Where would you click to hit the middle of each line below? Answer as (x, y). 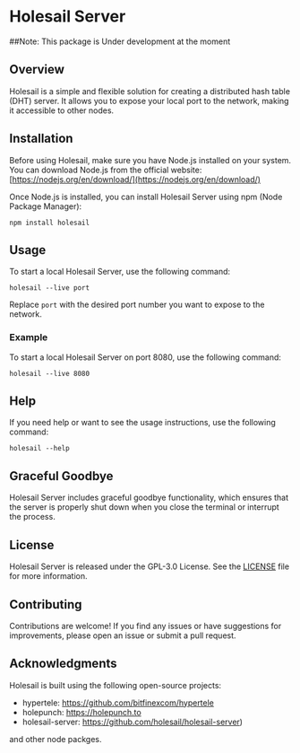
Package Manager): (46, 206)
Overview (37, 70)
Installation (41, 139)
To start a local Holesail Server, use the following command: (120, 272)
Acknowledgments (64, 664)
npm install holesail (50, 223)
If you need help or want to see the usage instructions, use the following (142, 423)
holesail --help (39, 449)
